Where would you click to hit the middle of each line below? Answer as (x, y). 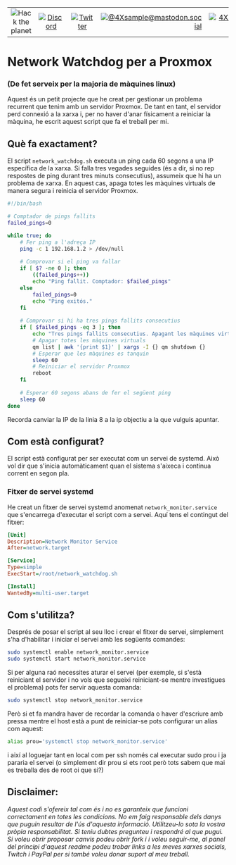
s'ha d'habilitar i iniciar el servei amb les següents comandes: (96, 640)
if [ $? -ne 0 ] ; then (53, 268)
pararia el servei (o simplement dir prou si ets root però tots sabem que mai (116, 762)
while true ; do (29, 235)
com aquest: (25, 729)
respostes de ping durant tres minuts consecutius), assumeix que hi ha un (114, 176)
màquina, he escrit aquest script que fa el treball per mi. (88, 122)
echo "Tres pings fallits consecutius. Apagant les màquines (124, 334)
